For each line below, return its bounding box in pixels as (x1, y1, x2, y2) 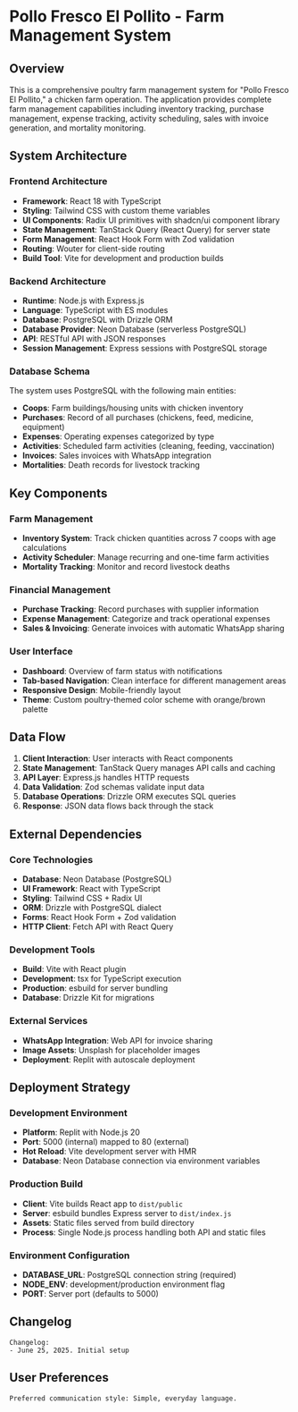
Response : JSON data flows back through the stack (21, 800, 214, 811)
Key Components (9, 486, 108, 501)
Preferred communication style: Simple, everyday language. (9, 1393, 238, 1403)
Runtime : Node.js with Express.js (21, 295, 145, 306)
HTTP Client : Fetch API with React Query (21, 921, 174, 932)
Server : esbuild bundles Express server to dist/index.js (21, 1207, 232, 1218)
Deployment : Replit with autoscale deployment (21, 1053, 195, 1065)
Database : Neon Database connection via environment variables (21, 1155, 261, 1166)
